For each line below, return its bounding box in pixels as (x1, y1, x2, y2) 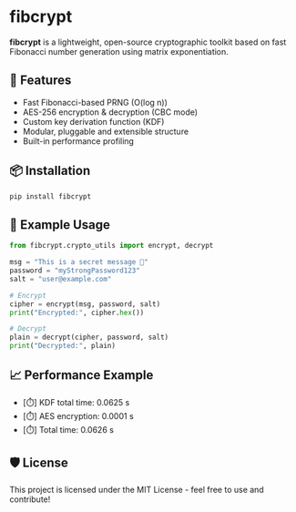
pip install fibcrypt (9, 191, 92, 201)
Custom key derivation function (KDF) (22, 116, 165, 127)
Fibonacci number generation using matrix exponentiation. (9, 46, 230, 56)
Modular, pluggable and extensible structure (22, 126, 189, 137)
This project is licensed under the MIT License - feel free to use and (9, 484, 264, 495)
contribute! (9, 494, 51, 505)
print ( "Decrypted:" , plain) (9, 342, 117, 351)
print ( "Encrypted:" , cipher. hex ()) (9, 308, 145, 317)
